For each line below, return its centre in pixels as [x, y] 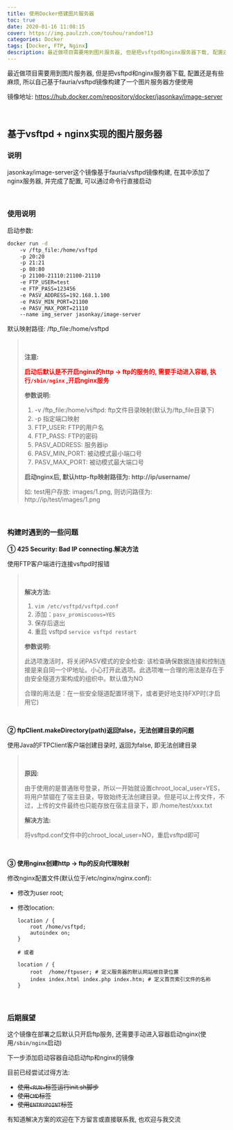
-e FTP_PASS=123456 [48, 289]
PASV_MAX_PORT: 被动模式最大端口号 [89, 462]
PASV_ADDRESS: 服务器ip [71, 445]
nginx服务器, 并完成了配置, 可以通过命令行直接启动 [79, 181]
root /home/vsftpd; [58, 927]
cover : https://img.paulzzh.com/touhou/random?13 [80, 33]
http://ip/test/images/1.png [62, 500]
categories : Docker [35, 40]
